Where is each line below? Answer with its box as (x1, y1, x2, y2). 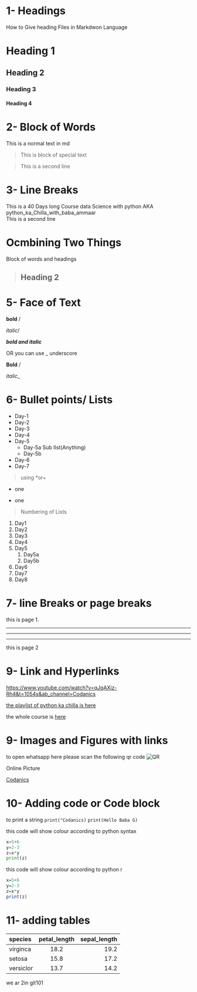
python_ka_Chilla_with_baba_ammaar (6, 209, 96, 216)
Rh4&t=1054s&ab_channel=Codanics (6, 690, 96, 697)
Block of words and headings (6, 255, 77, 263)
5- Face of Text (6, 296, 81, 310)
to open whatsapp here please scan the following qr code (6, 753, 145, 760)
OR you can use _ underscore (6, 350, 77, 357)
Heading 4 (6, 100, 32, 107)
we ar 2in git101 (6, 979, 44, 986)
